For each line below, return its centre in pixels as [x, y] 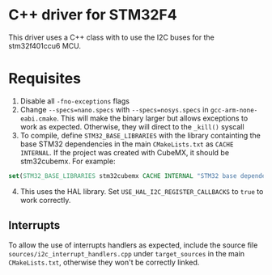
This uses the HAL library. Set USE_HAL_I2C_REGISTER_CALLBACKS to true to [142, 191]
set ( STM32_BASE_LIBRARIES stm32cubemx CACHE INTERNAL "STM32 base [123, 176]
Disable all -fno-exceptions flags [74, 101]
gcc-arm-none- [234, 110]
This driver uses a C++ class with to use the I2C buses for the [111, 37]
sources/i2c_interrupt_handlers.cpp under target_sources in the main [127, 253]
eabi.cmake [38, 119]
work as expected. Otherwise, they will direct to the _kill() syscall [132, 126]
